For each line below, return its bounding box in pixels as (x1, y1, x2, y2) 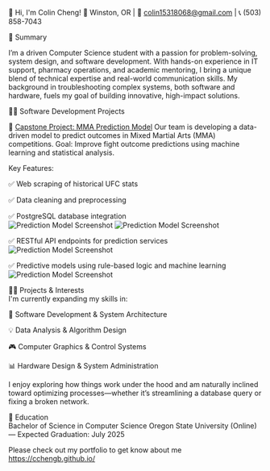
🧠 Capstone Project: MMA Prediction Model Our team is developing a (8, 122, 238, 131)
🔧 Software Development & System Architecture (8, 310, 168, 319)
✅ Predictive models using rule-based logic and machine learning (8, 261, 226, 270)
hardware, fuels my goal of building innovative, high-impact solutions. (8, 91, 240, 100)
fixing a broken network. (8, 397, 89, 406)
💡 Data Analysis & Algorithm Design (8, 325, 127, 335)
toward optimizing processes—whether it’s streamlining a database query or (8, 388, 262, 398)
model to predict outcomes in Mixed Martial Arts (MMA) (31, 131, 216, 140)
